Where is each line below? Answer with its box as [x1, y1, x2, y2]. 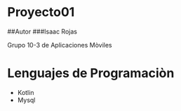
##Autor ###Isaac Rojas [7, 27, 77, 36]
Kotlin [17, 88, 34, 96]
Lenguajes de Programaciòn [7, 66, 175, 81]
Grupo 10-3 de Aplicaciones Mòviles [7, 40, 112, 49]
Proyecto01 [7, 4, 75, 20]
